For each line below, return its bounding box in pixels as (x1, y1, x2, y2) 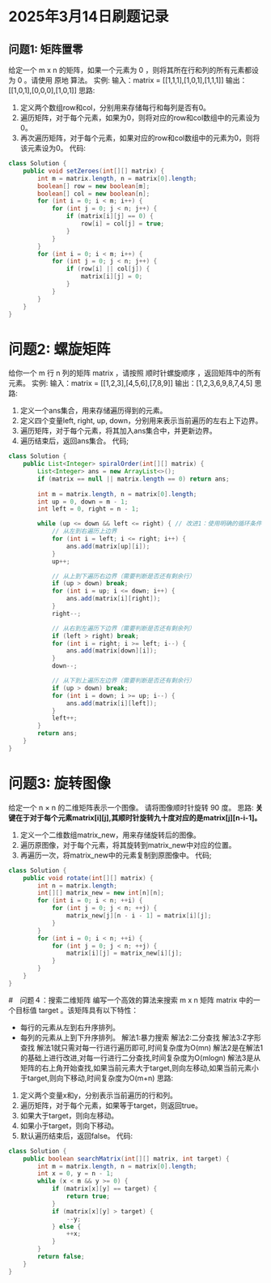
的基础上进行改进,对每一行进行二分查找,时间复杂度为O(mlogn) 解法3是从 (19, 1053, 261, 1063)
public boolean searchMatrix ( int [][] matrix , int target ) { (23, 1154, 230, 1163)
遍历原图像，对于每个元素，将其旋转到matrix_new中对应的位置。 (19, 840, 236, 849)
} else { (51, 1222, 82, 1230)
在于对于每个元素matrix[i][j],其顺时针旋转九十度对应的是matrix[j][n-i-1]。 (15, 812, 262, 823)
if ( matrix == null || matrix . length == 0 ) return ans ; (37, 475, 230, 483)
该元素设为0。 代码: (19, 143, 87, 152)
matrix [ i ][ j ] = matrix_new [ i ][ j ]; (66, 949, 183, 957)
